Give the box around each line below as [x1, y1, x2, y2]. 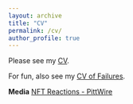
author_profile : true [8, 34, 80, 42]
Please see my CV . [8, 56, 70, 66]
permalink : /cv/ [8, 26, 62, 34]
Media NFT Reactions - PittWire [8, 87, 113, 97]
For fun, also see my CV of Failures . [8, 71, 126, 81]
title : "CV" [8, 19, 48, 27]
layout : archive [8, 11, 62, 20]
